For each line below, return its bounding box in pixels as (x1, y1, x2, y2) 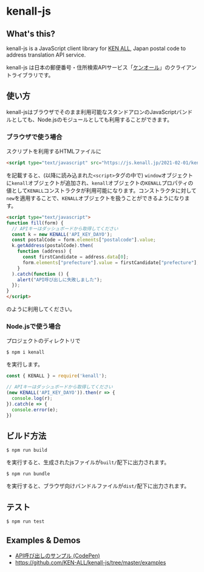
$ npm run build (6, 447, 47, 454)
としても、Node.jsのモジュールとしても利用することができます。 (11, 116, 173, 123)
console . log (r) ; (12, 395, 53, 402)
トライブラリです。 (6, 71, 54, 79)
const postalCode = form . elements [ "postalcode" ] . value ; (12, 237, 156, 243)
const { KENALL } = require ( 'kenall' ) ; (6, 373, 107, 379)
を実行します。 (6, 361, 44, 368)
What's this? (6, 29, 56, 39)
